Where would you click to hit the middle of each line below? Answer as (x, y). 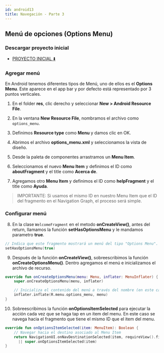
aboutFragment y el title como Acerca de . (55, 172)
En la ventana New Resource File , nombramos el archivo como (75, 118)
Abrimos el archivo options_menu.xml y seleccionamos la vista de (79, 143)
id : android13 (20, 10)
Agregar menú (22, 73)
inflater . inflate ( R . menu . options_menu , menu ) (61, 295)
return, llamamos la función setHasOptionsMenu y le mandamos (77, 229)
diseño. (20, 147)
